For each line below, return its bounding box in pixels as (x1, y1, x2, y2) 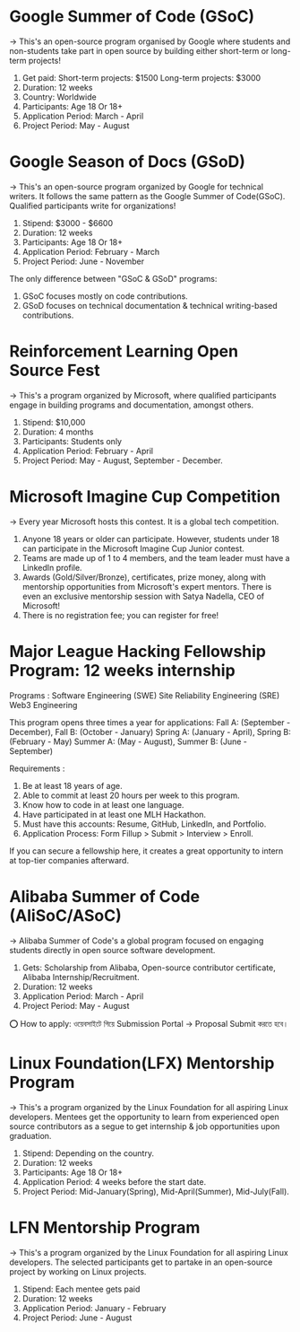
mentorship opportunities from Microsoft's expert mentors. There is (21, 581, 272, 592)
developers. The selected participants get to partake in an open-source (9, 1257, 273, 1267)
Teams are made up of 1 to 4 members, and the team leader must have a (21, 552, 290, 563)
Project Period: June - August (21, 1312, 133, 1323)
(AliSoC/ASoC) (9, 905, 123, 925)
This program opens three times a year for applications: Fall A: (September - (9, 716, 291, 728)
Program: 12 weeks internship (9, 660, 236, 680)
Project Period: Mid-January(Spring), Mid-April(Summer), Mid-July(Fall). (21, 1186, 289, 1196)
